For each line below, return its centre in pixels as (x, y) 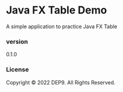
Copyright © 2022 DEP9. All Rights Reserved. (61, 82)
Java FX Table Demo (57, 10)
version (17, 42)
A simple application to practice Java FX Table (62, 26)
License (17, 70)
